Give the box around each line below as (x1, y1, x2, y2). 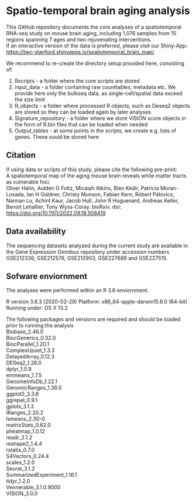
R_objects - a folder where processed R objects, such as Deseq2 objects (14, 102, 190, 109)
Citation (6, 151, 36, 160)
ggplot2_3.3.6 (6, 391, 39, 398)
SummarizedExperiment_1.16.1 (6, 472, 77, 479)
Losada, (6, 190, 26, 197)
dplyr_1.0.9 (6, 366, 32, 373)
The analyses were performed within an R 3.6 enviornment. (6, 287, 149, 294)
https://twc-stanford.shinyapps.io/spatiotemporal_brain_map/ (6, 48, 154, 55)
